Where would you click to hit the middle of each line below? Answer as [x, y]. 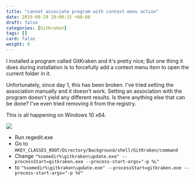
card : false [21, 39]
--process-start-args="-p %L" [123, 161]
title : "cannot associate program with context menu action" [83, 11]
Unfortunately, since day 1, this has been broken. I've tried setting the [90, 85]
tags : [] [17, 33]
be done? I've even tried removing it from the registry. [71, 103]
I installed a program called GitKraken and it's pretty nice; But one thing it [95, 61]
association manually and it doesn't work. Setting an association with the [94, 91]
